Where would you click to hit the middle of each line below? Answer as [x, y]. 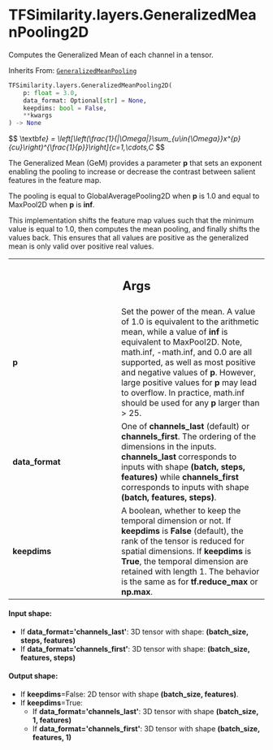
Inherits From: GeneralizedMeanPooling [73, 70]
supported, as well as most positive [188, 362]
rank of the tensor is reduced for [183, 540]
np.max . [137, 592]
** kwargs [38, 115]
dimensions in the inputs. [169, 446]
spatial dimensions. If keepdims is [186, 551]
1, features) [52, 720]
